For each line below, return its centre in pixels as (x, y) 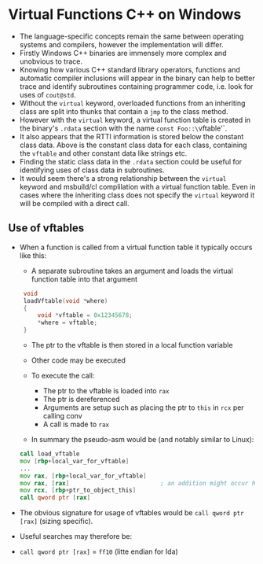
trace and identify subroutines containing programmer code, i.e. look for (136, 86)
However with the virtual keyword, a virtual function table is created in (135, 120)
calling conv (62, 416)
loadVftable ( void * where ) (66, 300)
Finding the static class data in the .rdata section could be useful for (130, 161)
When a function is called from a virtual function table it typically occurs (136, 247)
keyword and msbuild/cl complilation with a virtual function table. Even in (137, 186)
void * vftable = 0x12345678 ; (85, 315)
